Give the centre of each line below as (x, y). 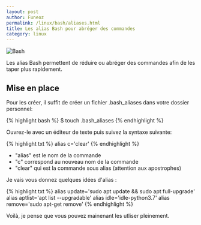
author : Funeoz (25, 17)
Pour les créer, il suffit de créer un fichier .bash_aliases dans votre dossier (98, 102)
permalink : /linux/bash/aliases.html (53, 23)
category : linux (26, 34)
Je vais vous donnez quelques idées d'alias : (61, 179)
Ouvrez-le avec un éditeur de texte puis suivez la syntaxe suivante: (89, 132)
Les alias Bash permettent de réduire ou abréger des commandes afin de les (101, 63)
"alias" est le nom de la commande (58, 155)
